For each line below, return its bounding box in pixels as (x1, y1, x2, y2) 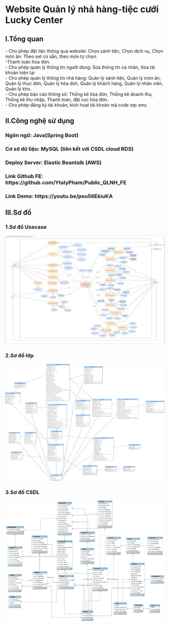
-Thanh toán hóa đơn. (5, 59, 51, 64)
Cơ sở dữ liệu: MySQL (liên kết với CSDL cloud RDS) (5, 146, 134, 153)
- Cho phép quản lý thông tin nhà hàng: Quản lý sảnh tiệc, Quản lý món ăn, (5, 75, 161, 81)
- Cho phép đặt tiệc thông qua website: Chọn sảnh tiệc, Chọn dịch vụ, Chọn (5, 48, 163, 54)
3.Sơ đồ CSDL (5, 488, 40, 496)
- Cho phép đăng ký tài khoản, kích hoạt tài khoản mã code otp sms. (5, 102, 148, 108)
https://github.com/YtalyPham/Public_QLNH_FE (5, 179, 126, 186)
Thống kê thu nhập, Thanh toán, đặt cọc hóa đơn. (5, 96, 109, 103)
